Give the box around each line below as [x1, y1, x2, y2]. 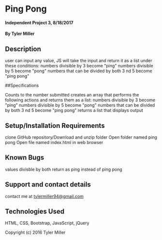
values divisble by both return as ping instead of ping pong [5, 166, 122, 172]
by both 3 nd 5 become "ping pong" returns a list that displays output [5, 108, 144, 113]
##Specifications [5, 82, 39, 88]
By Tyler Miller [5, 31, 35, 37]
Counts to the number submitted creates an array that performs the [5, 92, 139, 98]
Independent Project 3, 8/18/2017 [5, 19, 74, 25]
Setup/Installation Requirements [5, 121, 105, 129]
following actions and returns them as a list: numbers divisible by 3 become [5, 97, 156, 103]
